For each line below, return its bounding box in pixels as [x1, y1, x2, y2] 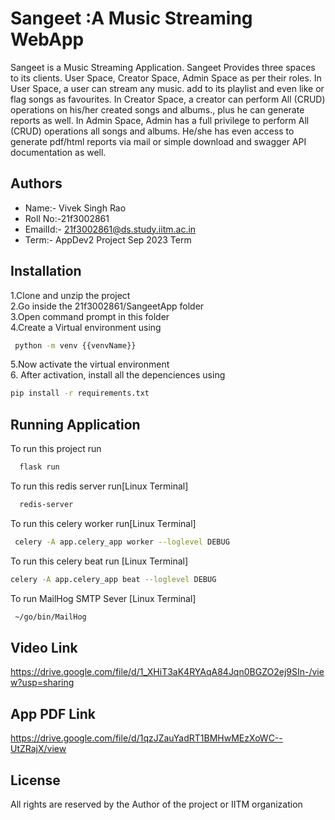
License [10, 772, 61, 789]
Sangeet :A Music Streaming [10, 7, 253, 30]
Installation [10, 263, 82, 280]
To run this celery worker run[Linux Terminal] [10, 517, 197, 529]
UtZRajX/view [10, 743, 67, 755]
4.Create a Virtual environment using [10, 321, 162, 333]
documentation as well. [10, 146, 107, 158]
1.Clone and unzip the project [10, 289, 131, 301]
